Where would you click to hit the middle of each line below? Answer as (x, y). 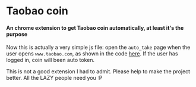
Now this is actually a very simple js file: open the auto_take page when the (98, 47)
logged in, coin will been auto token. (50, 60)
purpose (17, 34)
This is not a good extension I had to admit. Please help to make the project (98, 72)
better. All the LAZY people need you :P (54, 78)
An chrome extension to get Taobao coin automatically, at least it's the (95, 27)
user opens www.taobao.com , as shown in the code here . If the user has (92, 54)
